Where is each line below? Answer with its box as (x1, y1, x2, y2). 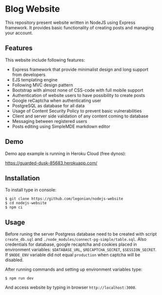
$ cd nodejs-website (5, 201, 47, 206)
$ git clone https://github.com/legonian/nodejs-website (5, 197, 123, 201)
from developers (12, 72, 46, 78)
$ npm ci (5, 205, 23, 210)
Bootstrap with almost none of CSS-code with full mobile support (12, 87, 143, 93)
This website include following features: (5, 57, 85, 63)
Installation (5, 174, 40, 182)
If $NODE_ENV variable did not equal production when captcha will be (5, 252, 141, 258)
